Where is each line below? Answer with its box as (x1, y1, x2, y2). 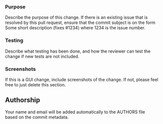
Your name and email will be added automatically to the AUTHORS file (5, 109, 145, 115)
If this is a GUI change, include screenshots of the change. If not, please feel (5, 77, 159, 83)
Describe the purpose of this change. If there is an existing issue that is (5, 15, 148, 21)
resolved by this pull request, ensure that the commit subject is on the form (5, 20, 156, 25)
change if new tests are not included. (5, 53, 79, 59)
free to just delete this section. (5, 82, 66, 87)
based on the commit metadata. (5, 114, 69, 120)
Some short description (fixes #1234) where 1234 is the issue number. (5, 25, 146, 31)
